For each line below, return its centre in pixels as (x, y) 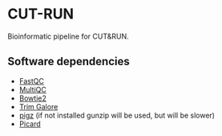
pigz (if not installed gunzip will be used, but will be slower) (117, 115)
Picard (30, 124)
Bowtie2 (33, 98)
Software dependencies (69, 62)
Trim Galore (38, 106)
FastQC (32, 80)
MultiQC (33, 89)
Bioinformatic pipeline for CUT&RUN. (68, 36)
